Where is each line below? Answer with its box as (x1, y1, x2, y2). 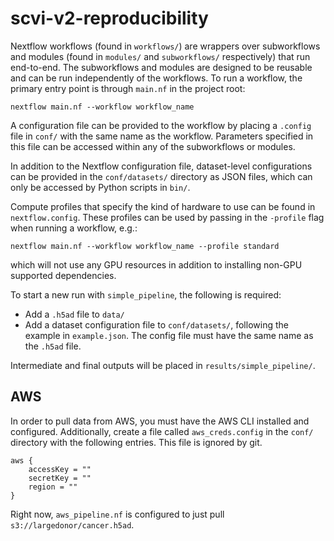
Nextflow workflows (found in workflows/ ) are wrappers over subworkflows (10, 40, 321, 52)
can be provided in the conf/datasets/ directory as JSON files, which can (10, 170, 313, 182)
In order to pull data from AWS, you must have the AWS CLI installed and (10, 415, 310, 427)
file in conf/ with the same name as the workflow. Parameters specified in (10, 130, 314, 142)
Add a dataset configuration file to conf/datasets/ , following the (24, 318, 289, 331)
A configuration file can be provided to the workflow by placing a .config (10, 119, 312, 131)
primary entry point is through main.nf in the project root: (10, 82, 246, 94)
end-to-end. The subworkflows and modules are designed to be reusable (10, 61, 313, 73)
